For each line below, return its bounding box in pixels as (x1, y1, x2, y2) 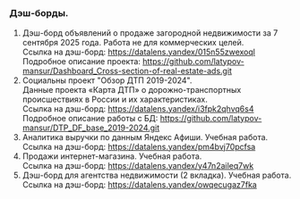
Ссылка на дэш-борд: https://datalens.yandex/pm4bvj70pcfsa (21, 141, 256, 152)
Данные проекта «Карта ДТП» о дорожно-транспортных (21, 84, 242, 95)
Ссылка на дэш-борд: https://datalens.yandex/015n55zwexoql (21, 46, 255, 57)
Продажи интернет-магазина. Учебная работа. (21, 151, 202, 162)
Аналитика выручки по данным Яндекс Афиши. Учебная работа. (21, 131, 269, 142)
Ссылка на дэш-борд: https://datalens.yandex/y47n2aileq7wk (21, 160, 254, 170)
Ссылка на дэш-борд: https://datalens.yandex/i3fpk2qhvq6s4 (21, 103, 254, 114)
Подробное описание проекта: (21, 55, 141, 66)
